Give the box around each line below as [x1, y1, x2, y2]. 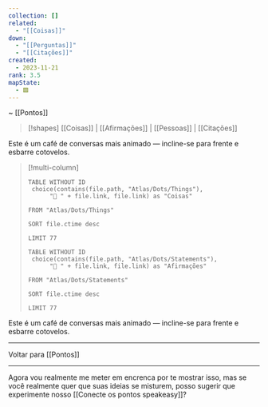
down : [8, 34, 26, 42]
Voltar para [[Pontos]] [8, 349, 80, 360]
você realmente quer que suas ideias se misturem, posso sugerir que [8, 381, 235, 391]
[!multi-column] [27, 163, 80, 173]
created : [8, 57, 37, 65]
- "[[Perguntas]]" [15, 42, 77, 50]
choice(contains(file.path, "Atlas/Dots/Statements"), [31, 255, 218, 264]
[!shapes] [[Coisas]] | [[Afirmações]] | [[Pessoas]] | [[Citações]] [27, 123, 238, 133]
